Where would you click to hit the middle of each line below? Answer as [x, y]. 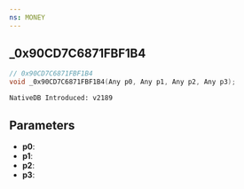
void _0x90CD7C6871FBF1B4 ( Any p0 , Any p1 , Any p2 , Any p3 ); [123, 82]
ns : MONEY [28, 17]
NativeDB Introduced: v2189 [61, 98]
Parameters [42, 125]
